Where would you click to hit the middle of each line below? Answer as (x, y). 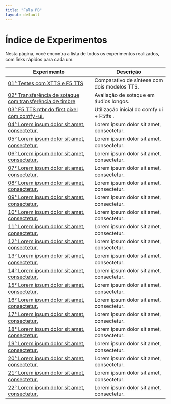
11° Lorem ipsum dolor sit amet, (46, 227)
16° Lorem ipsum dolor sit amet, (46, 300)
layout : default (22, 15)
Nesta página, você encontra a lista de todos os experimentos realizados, (82, 54)
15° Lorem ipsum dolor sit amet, (46, 285)
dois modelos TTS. (117, 87)
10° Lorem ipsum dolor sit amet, (46, 212)
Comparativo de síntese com (129, 80)
